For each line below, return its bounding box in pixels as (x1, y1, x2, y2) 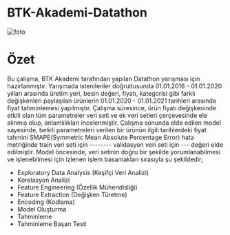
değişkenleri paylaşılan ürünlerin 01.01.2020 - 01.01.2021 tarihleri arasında (7, 96, 217, 105)
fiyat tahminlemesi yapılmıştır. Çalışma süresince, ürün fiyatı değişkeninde (7, 103, 217, 112)
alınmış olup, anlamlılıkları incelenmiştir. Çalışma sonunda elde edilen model (7, 119, 222, 127)
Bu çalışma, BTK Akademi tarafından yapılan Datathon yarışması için (7, 74, 200, 83)
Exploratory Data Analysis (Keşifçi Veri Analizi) (17, 168, 149, 176)
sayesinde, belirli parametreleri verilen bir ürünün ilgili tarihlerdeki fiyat (7, 125, 207, 134)
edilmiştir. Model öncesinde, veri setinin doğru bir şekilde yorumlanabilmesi (7, 147, 221, 156)
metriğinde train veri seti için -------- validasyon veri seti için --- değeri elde (7, 140, 224, 149)
